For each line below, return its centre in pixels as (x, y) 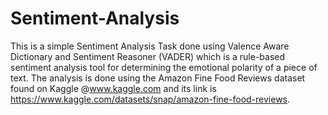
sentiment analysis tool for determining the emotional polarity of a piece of (164, 67)
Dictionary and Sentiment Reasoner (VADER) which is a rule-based (148, 56)
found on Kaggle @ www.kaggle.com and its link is (113, 88)
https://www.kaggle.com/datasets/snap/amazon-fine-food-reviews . (150, 99)
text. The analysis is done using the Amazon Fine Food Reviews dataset (158, 78)
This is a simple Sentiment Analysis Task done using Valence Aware (150, 46)
